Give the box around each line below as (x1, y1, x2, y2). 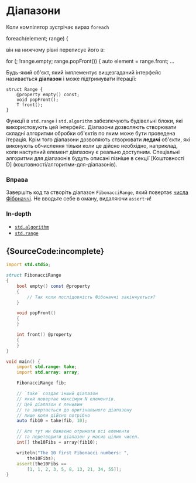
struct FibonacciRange (6, 273, 61, 278)
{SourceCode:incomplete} (6, 246, 104, 256)
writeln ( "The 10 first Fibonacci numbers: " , (16, 450, 130, 455)
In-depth (6, 210, 32, 218)
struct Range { (6, 86, 43, 92)
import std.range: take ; (16, 364, 77, 370)
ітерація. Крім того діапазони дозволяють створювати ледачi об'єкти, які (6, 136, 191, 143)
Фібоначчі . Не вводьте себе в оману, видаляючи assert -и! (6, 195, 152, 202)
